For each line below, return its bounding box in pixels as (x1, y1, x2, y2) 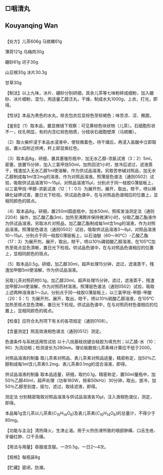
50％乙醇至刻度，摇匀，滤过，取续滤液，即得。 (5, 384, 100, 390)
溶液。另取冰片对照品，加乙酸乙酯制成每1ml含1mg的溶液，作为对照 (21, 220, 156, 227)
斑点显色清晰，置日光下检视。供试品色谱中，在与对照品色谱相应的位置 (13, 245, 154, 251)
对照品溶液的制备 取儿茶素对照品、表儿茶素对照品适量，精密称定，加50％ (5, 355, 152, 361)
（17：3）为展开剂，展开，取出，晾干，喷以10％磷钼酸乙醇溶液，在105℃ (5, 239, 152, 245)
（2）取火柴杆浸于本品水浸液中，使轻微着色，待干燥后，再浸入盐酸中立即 (5, 139, 152, 145)
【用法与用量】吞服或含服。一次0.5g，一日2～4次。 (5, 443, 109, 450)
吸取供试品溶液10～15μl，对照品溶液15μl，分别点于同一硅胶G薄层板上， (13, 180, 156, 186)
